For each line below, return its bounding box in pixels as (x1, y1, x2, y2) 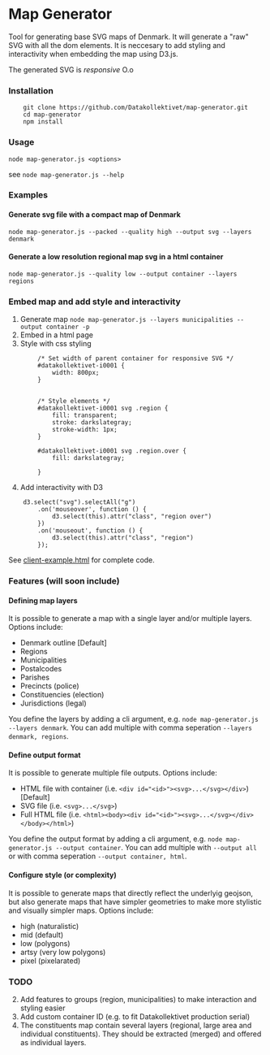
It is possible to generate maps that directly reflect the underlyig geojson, (8, 888, 254, 898)
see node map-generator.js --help (8, 169, 125, 179)
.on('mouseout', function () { (37, 527, 144, 535)
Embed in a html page (19, 330, 93, 340)
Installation (8, 85, 54, 96)
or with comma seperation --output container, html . (8, 851, 187, 862)
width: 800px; (51, 369, 100, 377)
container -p (45, 323, 90, 332)
